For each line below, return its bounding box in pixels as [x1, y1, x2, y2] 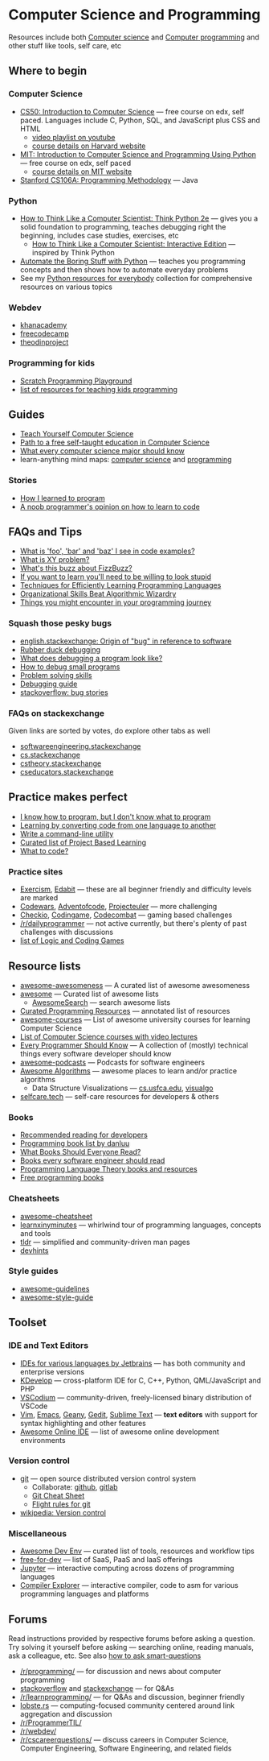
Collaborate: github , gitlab [31, 1482, 118, 1491]
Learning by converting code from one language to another [19, 820, 217, 830]
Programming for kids [8, 358, 95, 369]
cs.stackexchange [19, 750, 80, 760]
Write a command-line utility [19, 829, 114, 838]
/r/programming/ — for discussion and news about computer [19, 1666, 222, 1676]
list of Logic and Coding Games [19, 936, 124, 945]
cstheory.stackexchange [19, 759, 102, 768]
